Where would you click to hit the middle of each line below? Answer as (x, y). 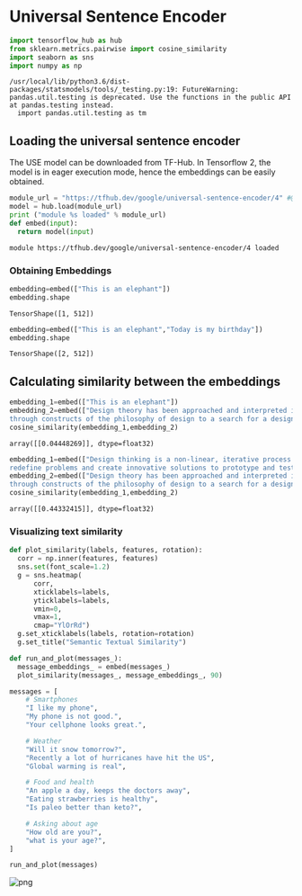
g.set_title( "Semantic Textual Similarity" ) (102, 642)
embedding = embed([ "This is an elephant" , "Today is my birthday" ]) (136, 329)
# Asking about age (62, 824)
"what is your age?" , (66, 840)
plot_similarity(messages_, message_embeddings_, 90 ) (120, 675)
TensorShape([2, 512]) (52, 354)
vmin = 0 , (48, 609)
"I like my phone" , (62, 708)
